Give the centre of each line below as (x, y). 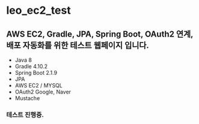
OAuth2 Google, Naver (43, 92)
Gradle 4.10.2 (31, 66)
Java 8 (23, 60)
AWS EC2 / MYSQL (39, 85)
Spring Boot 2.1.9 (36, 73)
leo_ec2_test (38, 10)
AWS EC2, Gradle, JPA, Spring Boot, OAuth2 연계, (100, 34)
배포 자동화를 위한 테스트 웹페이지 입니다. (78, 45)
